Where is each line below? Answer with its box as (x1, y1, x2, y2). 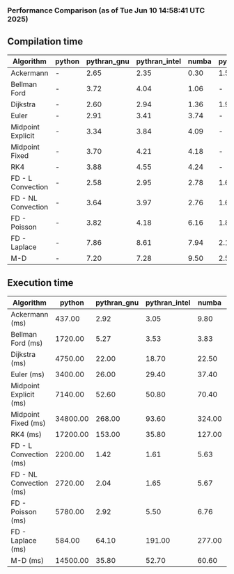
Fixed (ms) (10, 418, 47, 428)
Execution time (7, 277, 74, 289)
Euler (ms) (10, 369, 45, 379)
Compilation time (7, 35, 84, 47)
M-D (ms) (10, 555, 44, 565)
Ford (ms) (10, 338, 43, 348)
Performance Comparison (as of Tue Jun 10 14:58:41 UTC (7, 6, 205, 15)
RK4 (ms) (10, 429, 42, 439)
